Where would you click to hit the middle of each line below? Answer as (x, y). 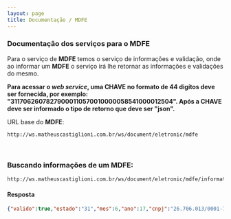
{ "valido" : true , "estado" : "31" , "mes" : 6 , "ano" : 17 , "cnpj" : (89, 209)
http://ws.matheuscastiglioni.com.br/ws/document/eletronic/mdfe (102, 135)
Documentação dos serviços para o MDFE (78, 44)
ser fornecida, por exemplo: (47, 94)
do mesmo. (23, 73)
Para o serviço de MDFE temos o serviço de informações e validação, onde (114, 58)
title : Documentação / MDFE (47, 20)
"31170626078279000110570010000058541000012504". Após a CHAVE (114, 101)
